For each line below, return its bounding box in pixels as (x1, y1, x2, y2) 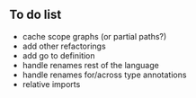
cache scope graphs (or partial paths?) (22, 31, 167, 41)
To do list (9, 7, 62, 22)
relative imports (22, 78, 81, 89)
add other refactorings (22, 40, 106, 51)
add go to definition (22, 49, 96, 61)
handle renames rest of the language (22, 59, 159, 70)
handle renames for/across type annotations (22, 69, 187, 80)
